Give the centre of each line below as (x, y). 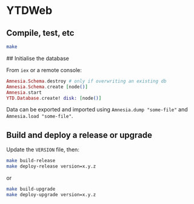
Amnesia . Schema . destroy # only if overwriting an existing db (86, 81)
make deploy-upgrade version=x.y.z (51, 194)
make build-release (31, 161)
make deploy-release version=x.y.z (51, 166)
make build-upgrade (31, 189)
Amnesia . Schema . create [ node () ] (47, 87)
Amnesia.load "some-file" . (40, 116)
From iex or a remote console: (44, 70)
